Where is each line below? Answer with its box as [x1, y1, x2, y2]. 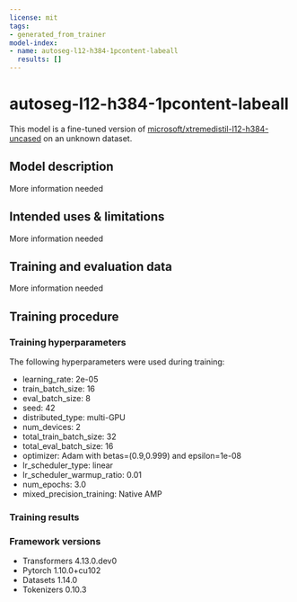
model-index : [9, 38, 58, 48]
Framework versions [9, 535, 101, 547]
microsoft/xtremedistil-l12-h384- [147, 123, 269, 134]
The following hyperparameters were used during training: [9, 356, 225, 367]
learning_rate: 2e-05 [22, 374, 99, 385]
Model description [9, 159, 114, 175]
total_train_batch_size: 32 [22, 431, 117, 442]
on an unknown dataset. [43, 132, 133, 144]
